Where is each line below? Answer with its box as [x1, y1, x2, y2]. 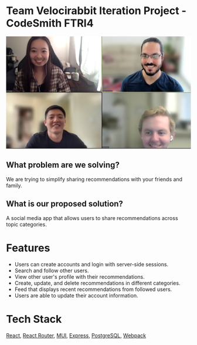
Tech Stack [6, 312, 62, 326]
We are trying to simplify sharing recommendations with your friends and [6, 175, 183, 182]
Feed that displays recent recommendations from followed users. [14, 286, 172, 293]
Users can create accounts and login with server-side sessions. [14, 261, 169, 268]
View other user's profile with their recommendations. [14, 273, 145, 280]
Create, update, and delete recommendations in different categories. [14, 279, 181, 286]
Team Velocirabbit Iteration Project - [6, 4, 186, 18]
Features [6, 241, 50, 255]
